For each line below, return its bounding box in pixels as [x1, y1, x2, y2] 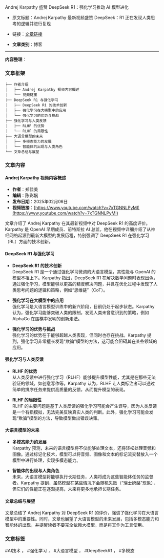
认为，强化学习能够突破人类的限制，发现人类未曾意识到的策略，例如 [12, 310, 149, 315]
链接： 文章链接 [12, 31, 42, 37]
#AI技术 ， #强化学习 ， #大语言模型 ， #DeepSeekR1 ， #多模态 [5, 547, 135, 553]
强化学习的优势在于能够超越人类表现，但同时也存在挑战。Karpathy [12, 332, 146, 338]
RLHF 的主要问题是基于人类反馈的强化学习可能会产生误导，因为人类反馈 [12, 403, 157, 409]
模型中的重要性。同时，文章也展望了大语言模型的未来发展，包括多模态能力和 [5, 516, 159, 522]
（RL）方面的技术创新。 [5, 239, 53, 245]
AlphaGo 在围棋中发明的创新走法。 [12, 315, 82, 321]
